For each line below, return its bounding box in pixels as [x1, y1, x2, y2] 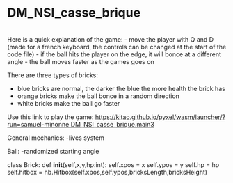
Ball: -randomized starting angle [7, 147, 99, 155]
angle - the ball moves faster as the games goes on [7, 57, 154, 65]
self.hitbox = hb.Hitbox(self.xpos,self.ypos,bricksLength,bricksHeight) [7, 168, 207, 176]
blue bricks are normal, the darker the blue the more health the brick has [17, 84, 226, 93]
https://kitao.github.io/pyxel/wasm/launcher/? [95, 113, 226, 121]
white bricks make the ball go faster [17, 99, 120, 107]
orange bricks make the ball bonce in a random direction [17, 92, 179, 100]
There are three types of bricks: [7, 71, 99, 79]
